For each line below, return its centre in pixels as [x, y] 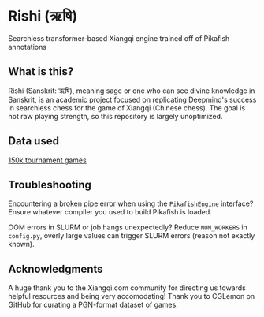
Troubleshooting [50, 185]
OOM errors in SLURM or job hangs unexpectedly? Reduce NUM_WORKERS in [128, 227]
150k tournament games [47, 160]
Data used [33, 141]
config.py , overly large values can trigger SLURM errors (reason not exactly [132, 236]
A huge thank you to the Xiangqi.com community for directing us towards [127, 288]
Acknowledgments [56, 269]
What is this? [41, 71]
